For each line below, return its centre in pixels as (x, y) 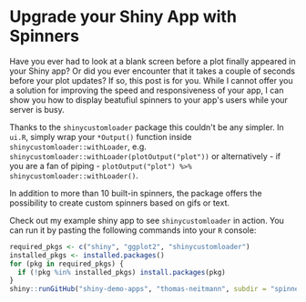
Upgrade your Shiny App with (123, 17)
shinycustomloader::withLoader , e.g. (78, 146)
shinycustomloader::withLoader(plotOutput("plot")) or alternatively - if (145, 156)
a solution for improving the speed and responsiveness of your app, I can (147, 90)
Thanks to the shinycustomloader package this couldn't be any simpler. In (147, 127)
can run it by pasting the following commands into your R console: (133, 230)
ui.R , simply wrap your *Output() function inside (101, 136)
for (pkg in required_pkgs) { (67, 264)
